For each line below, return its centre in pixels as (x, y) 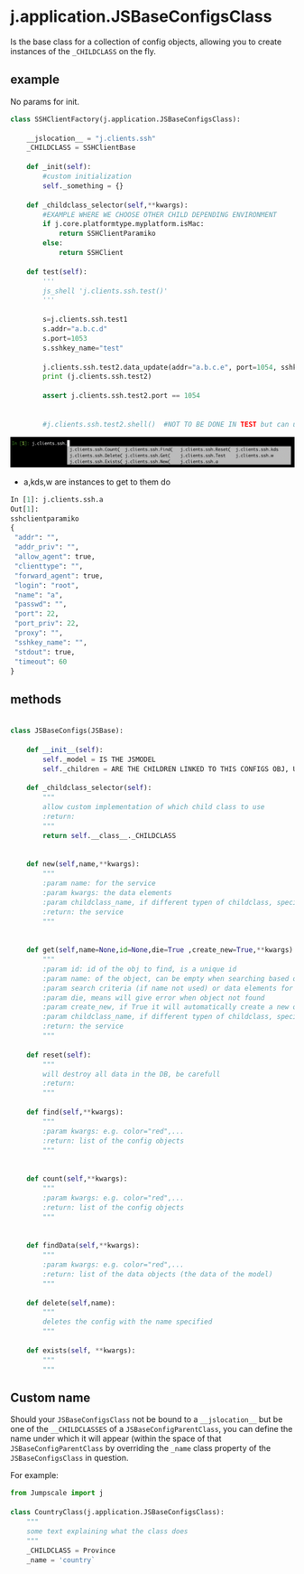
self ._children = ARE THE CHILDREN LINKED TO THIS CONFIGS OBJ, (166, 769)
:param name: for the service (99, 883)
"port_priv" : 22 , (46, 624)
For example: (35, 1475)
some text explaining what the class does (107, 1531)
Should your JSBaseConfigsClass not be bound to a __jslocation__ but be (147, 1419)
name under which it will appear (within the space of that (116, 1438)
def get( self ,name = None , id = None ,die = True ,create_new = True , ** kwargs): (162, 950)
